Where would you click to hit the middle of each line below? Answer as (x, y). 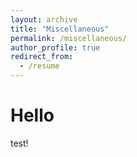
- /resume (39, 66)
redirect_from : (42, 57)
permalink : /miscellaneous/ (69, 38)
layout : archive (44, 19)
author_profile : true (55, 47)
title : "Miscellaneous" (60, 29)
